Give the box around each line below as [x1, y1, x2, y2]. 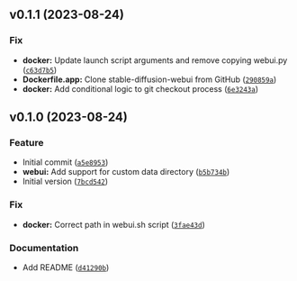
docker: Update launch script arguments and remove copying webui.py [22, 54, 288, 66]
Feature [9, 137, 44, 149]
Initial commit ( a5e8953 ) [22, 157, 109, 168]
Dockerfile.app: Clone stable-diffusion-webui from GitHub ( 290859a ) [22, 74, 277, 85]
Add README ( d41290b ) [22, 261, 110, 273]
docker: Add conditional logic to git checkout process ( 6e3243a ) [22, 83, 259, 94]
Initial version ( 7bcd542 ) [22, 176, 109, 187]
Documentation [9, 241, 79, 254]
